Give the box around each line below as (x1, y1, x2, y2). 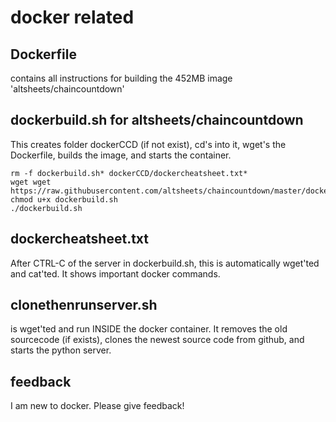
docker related (10, 6, 135, 29)
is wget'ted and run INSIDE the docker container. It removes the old (10, 323, 288, 335)
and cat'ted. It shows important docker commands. (10, 267, 221, 280)
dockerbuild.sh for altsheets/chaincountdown (10, 112, 304, 129)
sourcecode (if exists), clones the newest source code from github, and (10, 334, 305, 346)
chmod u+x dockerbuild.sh (10, 194, 118, 205)
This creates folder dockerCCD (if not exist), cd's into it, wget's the (10, 138, 287, 150)
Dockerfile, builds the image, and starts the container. (10, 149, 232, 161)
